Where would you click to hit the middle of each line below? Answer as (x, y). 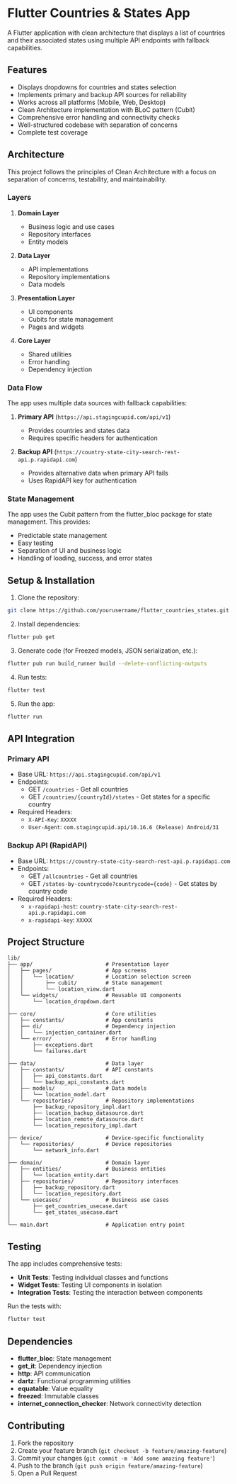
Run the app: (36, 704)
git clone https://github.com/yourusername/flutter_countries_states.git (118, 611)
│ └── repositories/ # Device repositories (90, 1145)
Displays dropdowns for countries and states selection (97, 87)
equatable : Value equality (55, 1388)
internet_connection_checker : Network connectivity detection (109, 1403)
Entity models (48, 242)
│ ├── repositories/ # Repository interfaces (93, 1181)
